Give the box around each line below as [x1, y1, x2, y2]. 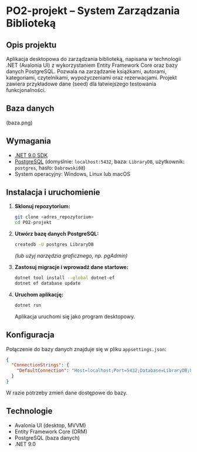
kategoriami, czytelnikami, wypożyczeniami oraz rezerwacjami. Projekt [6, 74, 177, 81]
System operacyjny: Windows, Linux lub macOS [14, 170, 131, 177]
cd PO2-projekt [14, 220, 52, 226]
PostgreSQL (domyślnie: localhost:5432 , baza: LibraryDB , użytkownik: [14, 158, 185, 165]
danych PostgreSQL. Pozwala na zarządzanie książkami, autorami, [6, 68, 167, 74]
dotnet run [14, 302, 42, 308]
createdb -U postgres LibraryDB [14, 242, 94, 247]
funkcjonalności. [6, 87, 46, 93]
